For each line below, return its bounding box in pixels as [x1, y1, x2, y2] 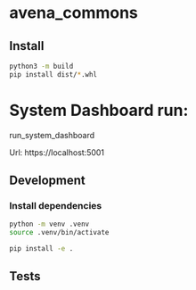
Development [9, 173, 86, 188]
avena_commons [9, 3, 138, 23]
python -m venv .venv [9, 220, 90, 229]
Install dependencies [9, 200, 102, 211]
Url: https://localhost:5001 [9, 146, 105, 158]
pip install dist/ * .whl [9, 70, 98, 79]
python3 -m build [9, 62, 74, 70]
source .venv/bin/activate [9, 228, 110, 237]
